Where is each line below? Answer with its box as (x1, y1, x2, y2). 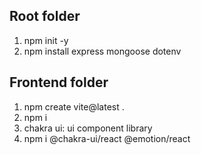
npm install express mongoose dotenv (23, 45, 182, 57)
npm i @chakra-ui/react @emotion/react (23, 132, 191, 144)
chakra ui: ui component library (23, 122, 153, 134)
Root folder (9, 8, 81, 25)
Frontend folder (9, 74, 109, 91)
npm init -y (23, 34, 69, 46)
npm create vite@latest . (23, 100, 125, 113)
